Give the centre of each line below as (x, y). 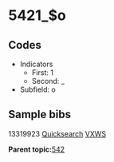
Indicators (36, 64)
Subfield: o (37, 89)
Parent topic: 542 (37, 149)
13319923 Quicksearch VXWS (57, 133)
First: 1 (43, 73)
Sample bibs (40, 115)
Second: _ (48, 81)
